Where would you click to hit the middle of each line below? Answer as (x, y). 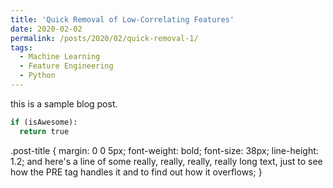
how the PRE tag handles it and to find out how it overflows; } (136, 172)
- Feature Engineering (66, 66)
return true (44, 131)
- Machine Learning (60, 57)
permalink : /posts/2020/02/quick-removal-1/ (104, 38)
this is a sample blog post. (64, 103)
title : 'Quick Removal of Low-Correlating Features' (122, 19)
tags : (21, 47)
